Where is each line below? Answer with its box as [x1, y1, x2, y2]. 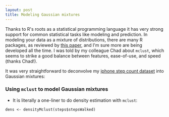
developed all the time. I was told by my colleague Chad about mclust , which [5, 47, 164, 53]
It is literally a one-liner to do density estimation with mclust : [12, 97, 138, 103]
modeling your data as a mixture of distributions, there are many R [5, 36, 143, 43]
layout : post [5, 7, 33, 13]
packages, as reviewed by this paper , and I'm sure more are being [5, 42, 143, 48]
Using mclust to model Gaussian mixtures [5, 86, 108, 93]
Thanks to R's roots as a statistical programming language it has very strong [5, 26, 163, 32]
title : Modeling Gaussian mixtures [5, 12, 80, 17]
